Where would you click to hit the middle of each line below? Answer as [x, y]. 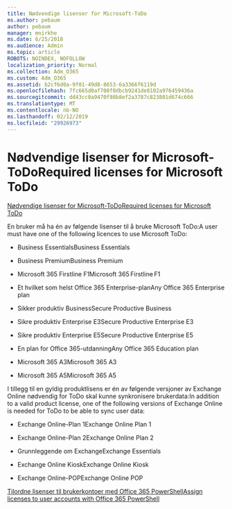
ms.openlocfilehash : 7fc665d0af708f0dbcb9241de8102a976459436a [100, 91]
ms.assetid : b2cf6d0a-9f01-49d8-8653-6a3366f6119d [82, 84]
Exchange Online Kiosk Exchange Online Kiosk [83, 465]
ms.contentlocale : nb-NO [43, 110]
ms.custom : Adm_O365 [37, 78]
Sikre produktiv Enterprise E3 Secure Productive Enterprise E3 [105, 322]
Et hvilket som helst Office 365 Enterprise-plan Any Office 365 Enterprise [121, 287]
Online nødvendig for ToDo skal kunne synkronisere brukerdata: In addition [113, 396]
